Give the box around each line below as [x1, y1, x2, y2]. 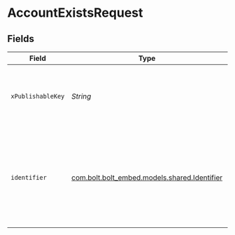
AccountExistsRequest [7, 5, 143, 21]
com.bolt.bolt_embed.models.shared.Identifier [71, 173, 222, 183]
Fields [7, 33, 35, 45]
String [71, 92, 92, 101]
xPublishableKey [10, 92, 65, 100]
